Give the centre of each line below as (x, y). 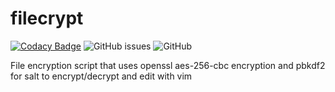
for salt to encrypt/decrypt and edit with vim (101, 76)
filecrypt (47, 18)
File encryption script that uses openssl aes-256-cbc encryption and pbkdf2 (168, 65)
